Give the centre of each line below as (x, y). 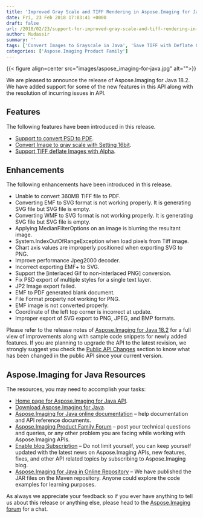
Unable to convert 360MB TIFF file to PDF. (68, 196)
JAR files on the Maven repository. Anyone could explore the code (97, 478)
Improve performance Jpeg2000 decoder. (68, 261)
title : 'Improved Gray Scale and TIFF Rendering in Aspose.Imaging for (98, 12)
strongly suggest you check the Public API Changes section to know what (98, 349)
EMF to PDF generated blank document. (65, 293)
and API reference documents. (53, 420)
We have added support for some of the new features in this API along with (100, 86)
